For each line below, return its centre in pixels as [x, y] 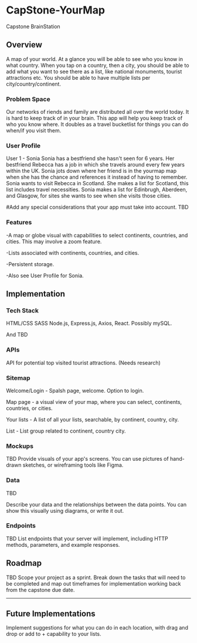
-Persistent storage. [30, 264]
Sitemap [18, 377]
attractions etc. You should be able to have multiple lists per [78, 77]
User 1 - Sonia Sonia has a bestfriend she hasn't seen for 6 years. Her [90, 158]
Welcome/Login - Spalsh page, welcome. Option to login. [75, 390]
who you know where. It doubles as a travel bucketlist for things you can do [97, 124]
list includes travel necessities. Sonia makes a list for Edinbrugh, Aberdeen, [97, 190]
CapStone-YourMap [56, 10]
